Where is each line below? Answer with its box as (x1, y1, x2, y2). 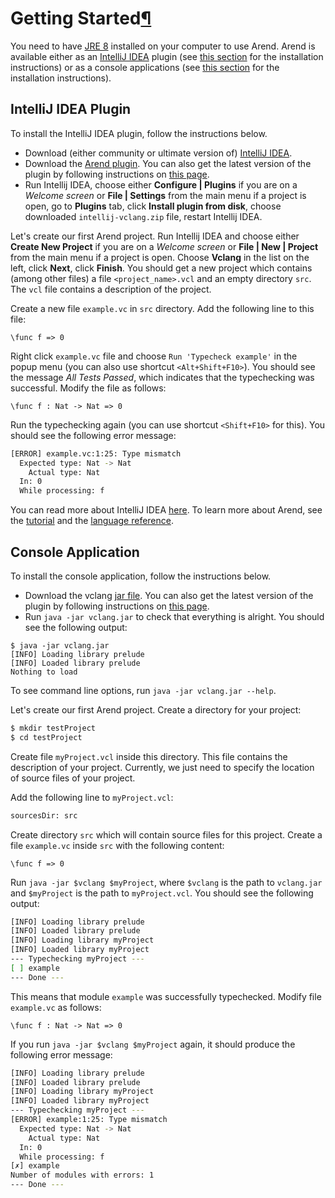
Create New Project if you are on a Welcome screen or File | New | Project (10, 240, 319, 252)
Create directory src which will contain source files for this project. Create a (10, 828, 323, 841)
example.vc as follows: (10, 1001, 102, 1013)
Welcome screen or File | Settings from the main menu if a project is (24, 189, 307, 201)
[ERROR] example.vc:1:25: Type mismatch (10, 448, 182, 459)
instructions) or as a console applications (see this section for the (10, 61, 280, 73)
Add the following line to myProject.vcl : (10, 791, 174, 803)
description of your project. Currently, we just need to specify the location (10, 761, 315, 773)
